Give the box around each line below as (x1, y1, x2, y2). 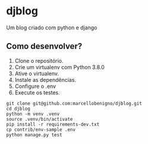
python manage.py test (6, 131, 62, 138)
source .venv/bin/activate (6, 116, 73, 122)
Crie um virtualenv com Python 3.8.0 (14, 63, 105, 71)
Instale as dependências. (14, 76, 76, 83)
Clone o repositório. (14, 57, 64, 64)
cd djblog (6, 106, 31, 112)
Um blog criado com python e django (6, 24, 97, 31)
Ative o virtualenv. (14, 70, 59, 77)
